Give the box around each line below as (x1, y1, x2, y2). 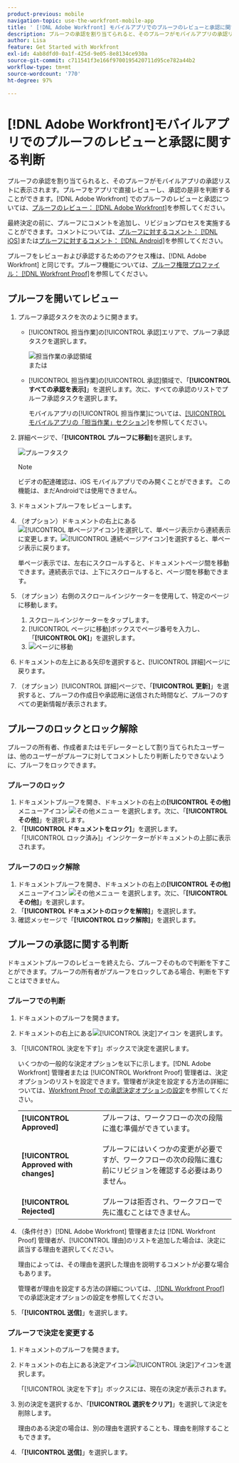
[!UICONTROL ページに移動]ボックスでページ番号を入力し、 (28, 625, 204, 633)
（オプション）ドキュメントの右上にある (17, 517, 137, 526)
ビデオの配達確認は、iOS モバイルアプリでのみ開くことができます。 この (17, 478, 231, 486)
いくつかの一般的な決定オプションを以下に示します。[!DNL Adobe (17, 1059, 211, 1067)
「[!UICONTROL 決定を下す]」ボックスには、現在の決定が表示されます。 (17, 1384, 230, 1393)
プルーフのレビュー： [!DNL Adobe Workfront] (31, 203, 167, 212)
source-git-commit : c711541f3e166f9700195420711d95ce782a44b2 (7, 57, 196, 64)
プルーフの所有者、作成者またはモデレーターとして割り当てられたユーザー (7, 743, 225, 751)
